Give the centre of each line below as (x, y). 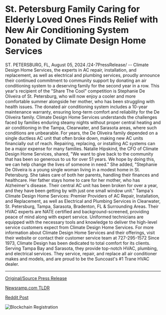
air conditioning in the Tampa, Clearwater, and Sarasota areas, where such (81, 127)
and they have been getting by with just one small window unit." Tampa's (79, 191)
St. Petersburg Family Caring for (72, 9)
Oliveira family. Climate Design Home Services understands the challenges (81, 117)
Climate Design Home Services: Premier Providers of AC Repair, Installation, (82, 196)
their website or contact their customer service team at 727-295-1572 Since (82, 237)
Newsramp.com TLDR (27, 288)
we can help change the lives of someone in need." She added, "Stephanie (81, 164)
